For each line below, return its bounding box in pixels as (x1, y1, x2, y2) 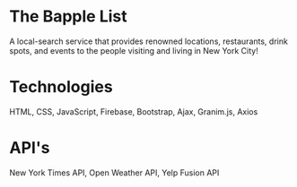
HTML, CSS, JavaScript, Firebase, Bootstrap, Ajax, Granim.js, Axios (9, 106, 258, 117)
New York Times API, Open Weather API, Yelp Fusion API (9, 167, 220, 178)
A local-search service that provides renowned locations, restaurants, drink (9, 36, 289, 47)
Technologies (9, 77, 114, 98)
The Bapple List (9, 6, 127, 27)
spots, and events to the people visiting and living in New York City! (9, 45, 258, 55)
